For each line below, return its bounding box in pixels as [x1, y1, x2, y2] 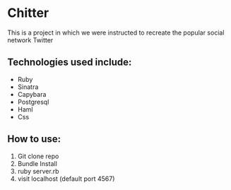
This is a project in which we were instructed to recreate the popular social [7, 28, 225, 37]
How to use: [7, 133, 61, 146]
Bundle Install [17, 159, 58, 167]
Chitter [7, 5, 49, 21]
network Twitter [7, 35, 54, 44]
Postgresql [17, 97, 49, 106]
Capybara [17, 90, 47, 98]
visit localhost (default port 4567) [17, 174, 115, 183]
